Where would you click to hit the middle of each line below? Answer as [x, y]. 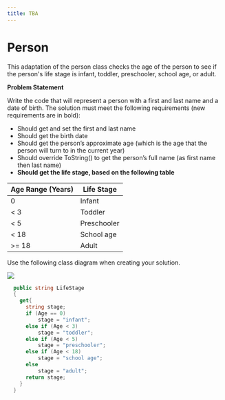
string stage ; [46, 307]
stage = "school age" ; [70, 358]
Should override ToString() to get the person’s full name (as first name [116, 157]
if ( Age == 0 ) [46, 313]
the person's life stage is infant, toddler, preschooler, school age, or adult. [112, 74]
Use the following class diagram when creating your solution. [94, 263]
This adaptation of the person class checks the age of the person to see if [112, 67]
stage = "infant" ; [64, 320]
